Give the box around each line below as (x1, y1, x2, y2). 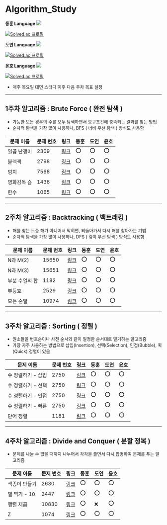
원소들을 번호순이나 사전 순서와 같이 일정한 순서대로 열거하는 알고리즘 (12, 336, 147, 342)
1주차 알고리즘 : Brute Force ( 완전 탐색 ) (5, 104, 123, 113)
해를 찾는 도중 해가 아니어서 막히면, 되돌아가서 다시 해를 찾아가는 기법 (12, 227, 147, 233)
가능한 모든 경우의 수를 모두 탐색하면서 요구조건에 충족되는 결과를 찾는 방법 (12, 118, 158, 125)
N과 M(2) (7, 257, 29, 264)
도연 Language (5, 41, 36, 48)
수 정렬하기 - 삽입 (7, 371, 47, 378)
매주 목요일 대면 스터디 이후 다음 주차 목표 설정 (12, 84, 103, 90)
